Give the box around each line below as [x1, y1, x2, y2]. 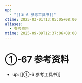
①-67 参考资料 [5, 54, 70, 65]
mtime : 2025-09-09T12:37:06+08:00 [5, 31, 77, 36]
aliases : [5, 21, 23, 27]
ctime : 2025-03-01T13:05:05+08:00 [5, 17, 77, 22]
